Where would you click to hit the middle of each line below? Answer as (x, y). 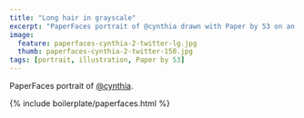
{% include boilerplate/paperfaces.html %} (90, 103)
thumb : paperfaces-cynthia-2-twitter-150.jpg (106, 52)
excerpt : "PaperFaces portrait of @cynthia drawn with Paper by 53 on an (152, 26)
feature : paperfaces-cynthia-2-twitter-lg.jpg (107, 43)
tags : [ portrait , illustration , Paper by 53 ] (97, 60)
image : (22, 34)
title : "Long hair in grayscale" (73, 18)
